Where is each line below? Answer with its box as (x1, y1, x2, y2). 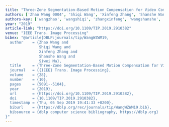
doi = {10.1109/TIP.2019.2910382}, (10, 95, 98, 100)
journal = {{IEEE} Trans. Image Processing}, (10, 68, 112, 73)
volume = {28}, (10, 72, 49, 77)
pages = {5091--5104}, (10, 81, 66, 86)
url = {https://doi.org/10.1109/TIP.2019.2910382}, (10, 91, 134, 96)
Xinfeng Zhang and (39, 49, 78, 54)
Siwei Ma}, (39, 58, 62, 63)
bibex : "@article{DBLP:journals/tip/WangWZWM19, (5, 35, 109, 40)
